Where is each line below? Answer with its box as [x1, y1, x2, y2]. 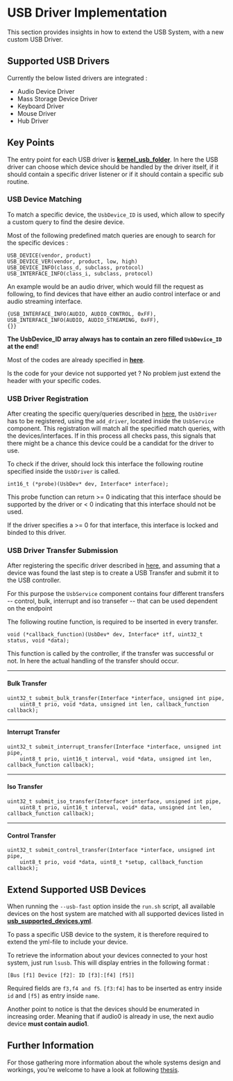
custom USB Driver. [7, 35, 64, 43]
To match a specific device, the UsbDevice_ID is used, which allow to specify [7, 210, 225, 219]
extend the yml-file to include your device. [7, 938, 128, 946]
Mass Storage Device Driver [17, 94, 98, 103]
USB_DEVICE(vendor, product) [7, 252, 92, 259]
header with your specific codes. [7, 376, 102, 384]
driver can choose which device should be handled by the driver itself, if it [7, 162, 219, 171]
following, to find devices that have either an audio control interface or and [7, 289, 221, 298]
